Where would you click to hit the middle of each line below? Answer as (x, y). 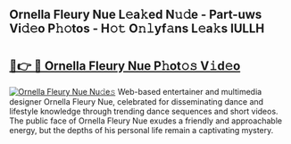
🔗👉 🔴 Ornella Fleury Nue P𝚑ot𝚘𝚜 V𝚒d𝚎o (125, 66)
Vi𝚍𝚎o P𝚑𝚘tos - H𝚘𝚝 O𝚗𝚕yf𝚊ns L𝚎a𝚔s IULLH (137, 29)
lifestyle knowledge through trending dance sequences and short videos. (144, 111)
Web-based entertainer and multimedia (190, 92)
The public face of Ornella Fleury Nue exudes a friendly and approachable (146, 121)
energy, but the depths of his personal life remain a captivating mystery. (141, 130)
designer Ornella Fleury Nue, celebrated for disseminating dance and (137, 102)
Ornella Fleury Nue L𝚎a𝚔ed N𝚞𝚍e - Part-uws (136, 15)
